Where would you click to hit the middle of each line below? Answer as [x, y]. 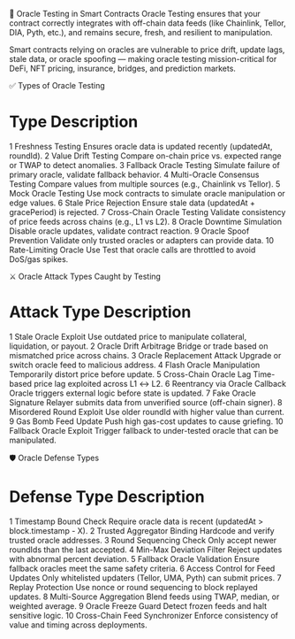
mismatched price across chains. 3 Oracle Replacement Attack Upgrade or [145, 355]
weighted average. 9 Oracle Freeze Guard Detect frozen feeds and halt [138, 605]
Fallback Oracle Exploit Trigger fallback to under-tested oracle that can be [144, 430]
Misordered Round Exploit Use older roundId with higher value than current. [147, 412]
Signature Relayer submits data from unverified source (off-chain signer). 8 [146, 402]
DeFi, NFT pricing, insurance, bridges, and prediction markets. [123, 68]
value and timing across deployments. [78, 625]
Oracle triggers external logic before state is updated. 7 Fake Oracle [132, 393]
